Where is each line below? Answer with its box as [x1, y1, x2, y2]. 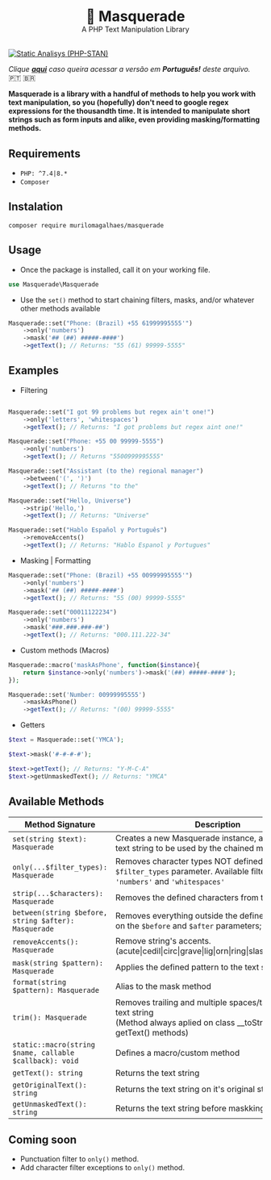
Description [194, 819, 241, 830]
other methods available [19, 303, 101, 313]
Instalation [8, 200, 63, 214]
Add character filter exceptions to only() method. [19, 1163, 186, 1173]
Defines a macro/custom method [115, 1047, 240, 1058]
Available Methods [8, 794, 105, 809]
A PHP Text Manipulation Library [81, 24, 190, 35]
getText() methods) [115, 1027, 190, 1038]
